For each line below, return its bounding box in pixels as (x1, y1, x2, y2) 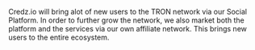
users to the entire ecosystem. (8, 32, 110, 42)
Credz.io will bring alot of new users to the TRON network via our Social (8, 7, 248, 16)
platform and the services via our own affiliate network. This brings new (8, 24, 248, 33)
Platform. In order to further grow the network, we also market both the (8, 15, 245, 25)
